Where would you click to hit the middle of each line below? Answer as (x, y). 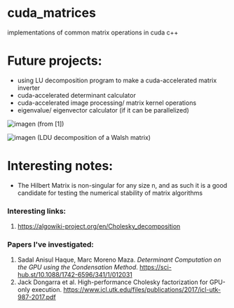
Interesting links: (37, 211)
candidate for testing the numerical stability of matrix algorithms (110, 193)
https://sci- (156, 267)
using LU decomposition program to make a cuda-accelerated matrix (117, 80)
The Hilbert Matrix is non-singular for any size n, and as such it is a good (122, 185)
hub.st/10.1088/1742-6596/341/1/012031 (75, 275)
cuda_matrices (52, 13)
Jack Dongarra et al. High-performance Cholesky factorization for (112, 282)
